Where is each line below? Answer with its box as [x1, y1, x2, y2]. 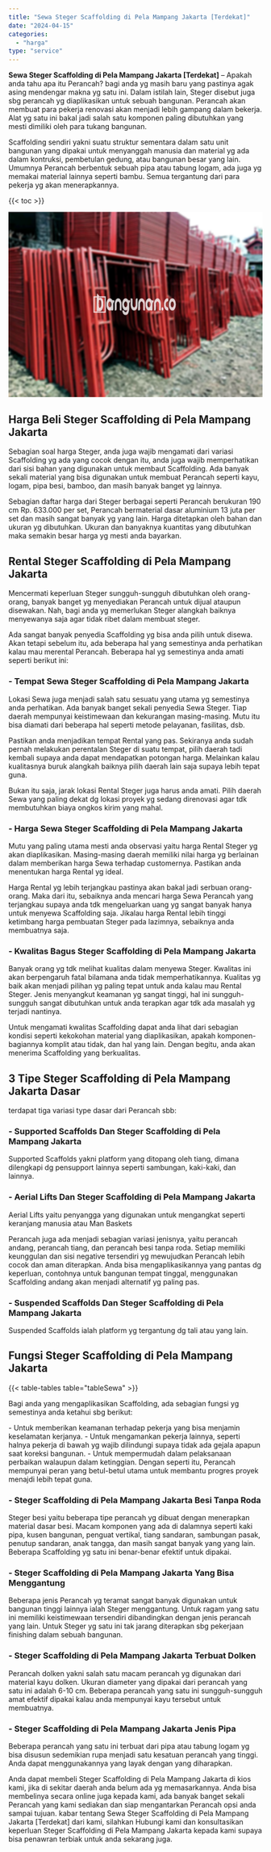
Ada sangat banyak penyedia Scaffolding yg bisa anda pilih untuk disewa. [8, 630, 253, 639]
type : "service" [8, 47, 63, 56]
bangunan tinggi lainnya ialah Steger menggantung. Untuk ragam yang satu [8, 1604, 260, 1614]
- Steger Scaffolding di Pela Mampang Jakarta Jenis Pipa [8, 1723, 236, 1734]
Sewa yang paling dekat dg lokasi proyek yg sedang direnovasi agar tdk [8, 794, 248, 803]
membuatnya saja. [8, 925, 70, 935]
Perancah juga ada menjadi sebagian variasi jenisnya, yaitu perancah [8, 1234, 238, 1243]
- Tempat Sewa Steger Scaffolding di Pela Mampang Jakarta [8, 676, 249, 687]
